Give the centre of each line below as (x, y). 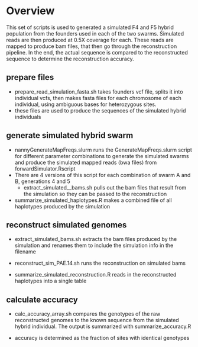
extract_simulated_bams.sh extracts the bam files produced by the (96, 239)
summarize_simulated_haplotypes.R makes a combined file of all (93, 200)
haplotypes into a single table (51, 281)
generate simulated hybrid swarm (70, 135)
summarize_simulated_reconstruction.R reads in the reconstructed (95, 275)
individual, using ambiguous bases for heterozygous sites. (85, 104)
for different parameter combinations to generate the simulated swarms (102, 156)
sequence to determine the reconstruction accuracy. (70, 59)
